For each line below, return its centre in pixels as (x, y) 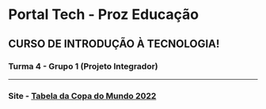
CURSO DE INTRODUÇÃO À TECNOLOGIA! (114, 44)
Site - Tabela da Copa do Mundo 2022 (82, 96)
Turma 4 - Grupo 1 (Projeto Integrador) (83, 66)
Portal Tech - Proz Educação (104, 15)
